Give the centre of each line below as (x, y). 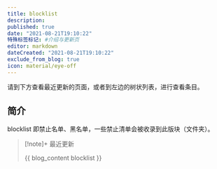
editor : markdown (33, 46)
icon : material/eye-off (42, 66)
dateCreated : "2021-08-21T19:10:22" (61, 53)
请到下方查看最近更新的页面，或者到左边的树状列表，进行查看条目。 (105, 87)
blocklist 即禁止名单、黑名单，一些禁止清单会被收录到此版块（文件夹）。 (111, 129)
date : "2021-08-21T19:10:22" (50, 33)
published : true (31, 27)
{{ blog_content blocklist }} (63, 158)
